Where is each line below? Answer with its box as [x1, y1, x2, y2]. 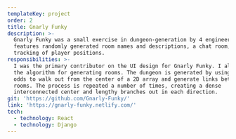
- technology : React [13, 114, 74, 121]
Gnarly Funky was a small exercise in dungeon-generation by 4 [13, 37, 202, 44]
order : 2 [7, 17, 33, 24]
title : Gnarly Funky [7, 23, 68, 30]
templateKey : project [7, 10, 71, 18]
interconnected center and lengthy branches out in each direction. [13, 88, 218, 95]
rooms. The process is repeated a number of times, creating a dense [13, 82, 221, 89]
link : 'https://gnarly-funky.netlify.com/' [7, 102, 137, 109]
